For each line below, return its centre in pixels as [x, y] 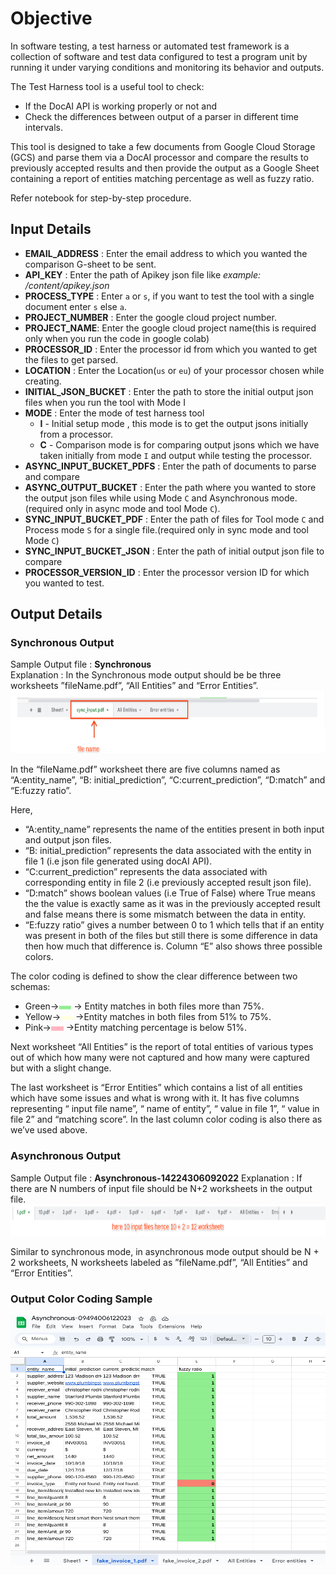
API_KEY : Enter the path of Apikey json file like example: [143, 274]
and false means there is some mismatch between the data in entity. [165, 914]
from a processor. [76, 434]
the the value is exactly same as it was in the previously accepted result [172, 904]
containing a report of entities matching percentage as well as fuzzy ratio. [162, 178]
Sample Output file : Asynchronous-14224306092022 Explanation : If [156, 1178]
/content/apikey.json [67, 285]
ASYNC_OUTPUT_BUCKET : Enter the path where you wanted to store [170, 487]
